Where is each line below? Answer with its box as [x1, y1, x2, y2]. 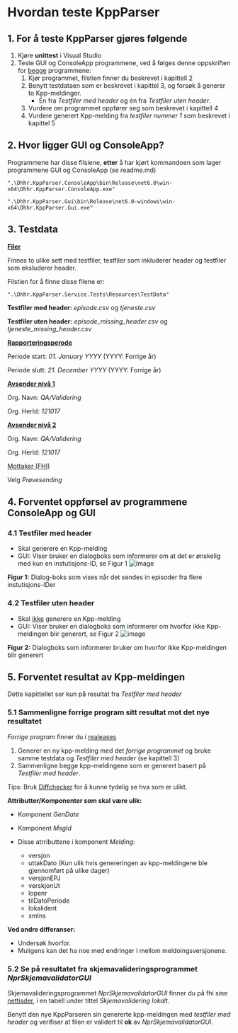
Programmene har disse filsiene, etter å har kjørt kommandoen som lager [7, 158, 222, 166]
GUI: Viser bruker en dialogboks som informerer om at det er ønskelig [17, 552, 221, 560]
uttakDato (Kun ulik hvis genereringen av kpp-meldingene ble [28, 858, 208, 867]
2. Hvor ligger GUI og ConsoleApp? [7, 139, 164, 152]
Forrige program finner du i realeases [7, 732, 117, 741]
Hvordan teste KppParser [7, 4, 160, 21]
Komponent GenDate [17, 810, 79, 818]
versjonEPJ [28, 874, 62, 882]
